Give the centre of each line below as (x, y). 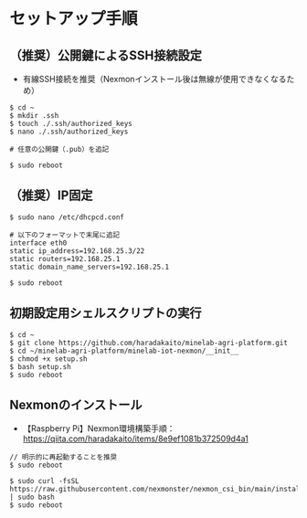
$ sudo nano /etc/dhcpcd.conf (67, 217)
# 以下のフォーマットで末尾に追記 (65, 235)
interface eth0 (38, 243)
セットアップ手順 (74, 19)
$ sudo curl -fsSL (44, 481)
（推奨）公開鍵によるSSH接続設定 (106, 55)
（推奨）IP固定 (51, 196)
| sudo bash (32, 497)
